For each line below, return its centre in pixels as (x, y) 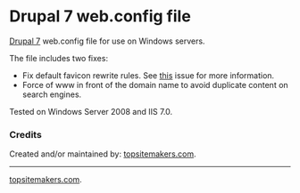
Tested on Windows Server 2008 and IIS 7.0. (91, 111)
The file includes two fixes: (59, 58)
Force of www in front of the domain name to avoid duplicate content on (155, 84)
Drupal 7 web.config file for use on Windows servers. (107, 41)
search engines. (52, 94)
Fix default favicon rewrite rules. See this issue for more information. (148, 75)
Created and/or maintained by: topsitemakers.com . (103, 154)
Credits (25, 134)
